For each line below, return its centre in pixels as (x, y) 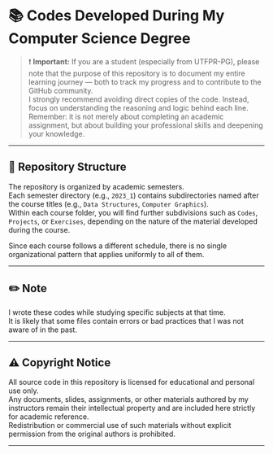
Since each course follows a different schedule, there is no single (118, 246)
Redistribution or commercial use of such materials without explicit (120, 426)
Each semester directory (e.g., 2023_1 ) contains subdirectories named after (134, 195)
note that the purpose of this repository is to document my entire (136, 73)
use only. (24, 391)
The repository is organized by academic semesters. (96, 186)
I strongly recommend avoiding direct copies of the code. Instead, (139, 99)
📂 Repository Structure (67, 167)
